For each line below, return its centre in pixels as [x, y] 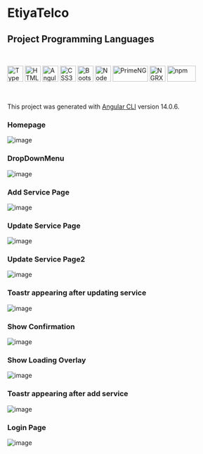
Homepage [26, 125]
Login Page [27, 427]
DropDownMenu [36, 159]
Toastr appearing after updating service [77, 293]
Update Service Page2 [46, 259]
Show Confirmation [41, 326]
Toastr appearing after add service [68, 394]
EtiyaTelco [38, 13]
